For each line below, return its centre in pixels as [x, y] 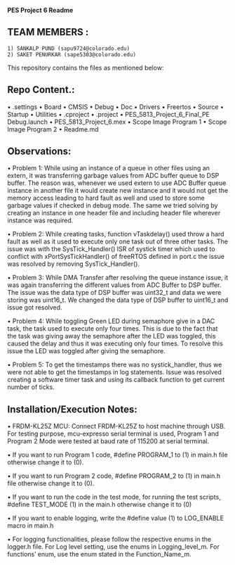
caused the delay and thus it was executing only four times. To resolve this [115, 343]
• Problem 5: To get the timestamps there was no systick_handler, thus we [115, 364]
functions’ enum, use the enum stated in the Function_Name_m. [99, 554]
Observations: [39, 152]
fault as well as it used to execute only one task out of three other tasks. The [117, 241]
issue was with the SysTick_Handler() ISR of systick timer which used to [111, 249]
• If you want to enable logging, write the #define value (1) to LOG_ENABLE [116, 518]
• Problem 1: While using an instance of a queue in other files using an [109, 168]
